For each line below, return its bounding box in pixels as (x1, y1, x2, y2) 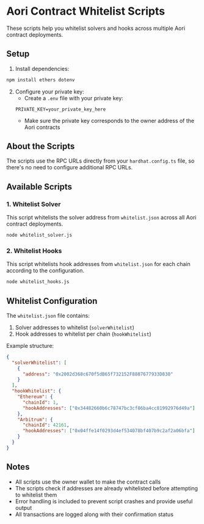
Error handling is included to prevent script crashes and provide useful (15, 497, 193, 505)
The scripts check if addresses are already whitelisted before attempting (15, 484, 199, 492)
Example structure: (6, 342, 54, 349)
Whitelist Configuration (6, 295, 98, 306)
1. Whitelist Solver (6, 200, 61, 208)
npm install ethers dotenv (6, 76, 75, 83)
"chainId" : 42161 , (22, 422, 70, 429)
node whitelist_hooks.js (6, 279, 70, 285)
